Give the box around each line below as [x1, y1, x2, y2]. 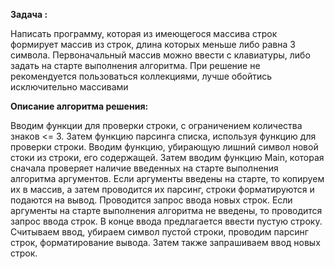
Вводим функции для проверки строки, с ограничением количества [10, 120, 303, 131]
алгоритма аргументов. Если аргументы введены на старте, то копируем [10, 173, 325, 184]
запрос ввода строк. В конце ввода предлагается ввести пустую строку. [10, 215, 323, 227]
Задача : [10, 9, 48, 20]
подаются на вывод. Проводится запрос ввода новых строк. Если [10, 194, 293, 206]
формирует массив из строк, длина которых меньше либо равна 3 [10, 39, 296, 50]
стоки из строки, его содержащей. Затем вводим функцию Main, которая [10, 152, 325, 163]
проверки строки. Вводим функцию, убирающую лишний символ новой [10, 141, 319, 153]
